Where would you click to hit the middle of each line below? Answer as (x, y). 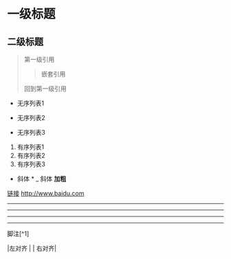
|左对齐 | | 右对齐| (32, 248)
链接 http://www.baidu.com (46, 193)
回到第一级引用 (45, 89)
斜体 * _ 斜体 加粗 (42, 179)
